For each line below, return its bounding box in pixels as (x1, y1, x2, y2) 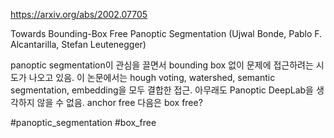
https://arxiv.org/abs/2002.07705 (10, 9, 148, 20)
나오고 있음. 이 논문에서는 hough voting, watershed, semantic (28, 72, 276, 83)
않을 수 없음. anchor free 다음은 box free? (36, 97, 203, 108)
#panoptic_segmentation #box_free (10, 117, 157, 128)
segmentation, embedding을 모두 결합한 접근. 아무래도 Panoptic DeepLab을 (10, 84, 314, 96)
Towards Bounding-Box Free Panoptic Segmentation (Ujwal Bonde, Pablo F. (10, 28, 323, 39)
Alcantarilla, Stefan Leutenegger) (10, 39, 147, 50)
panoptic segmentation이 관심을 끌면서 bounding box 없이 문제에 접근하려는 (10, 59, 314, 71)
